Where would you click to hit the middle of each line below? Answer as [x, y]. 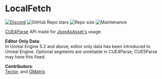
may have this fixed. [25, 56]
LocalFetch [28, 9]
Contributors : [19, 66]
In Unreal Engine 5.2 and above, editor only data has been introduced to [78, 46]
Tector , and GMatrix [25, 71]
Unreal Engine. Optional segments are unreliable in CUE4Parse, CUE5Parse [81, 52]
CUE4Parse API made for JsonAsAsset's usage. [54, 31]
